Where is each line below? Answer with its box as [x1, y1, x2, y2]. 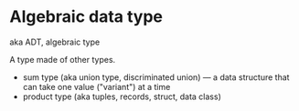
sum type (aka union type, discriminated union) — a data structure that [22, 71, 290, 83]
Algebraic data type [9, 6, 163, 27]
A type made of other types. [9, 54, 116, 65]
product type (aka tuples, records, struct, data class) [22, 91, 222, 102]
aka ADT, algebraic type [9, 36, 101, 47]
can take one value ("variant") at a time [22, 81, 171, 92]
